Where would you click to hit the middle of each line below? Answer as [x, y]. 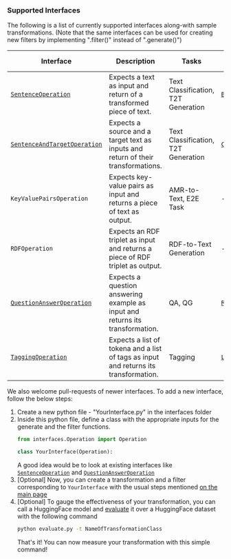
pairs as [141, 186]
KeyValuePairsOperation [49, 199]
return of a [126, 94]
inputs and [126, 149]
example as [128, 303]
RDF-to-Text [190, 245]
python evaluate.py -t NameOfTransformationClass [90, 529]
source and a [130, 132]
